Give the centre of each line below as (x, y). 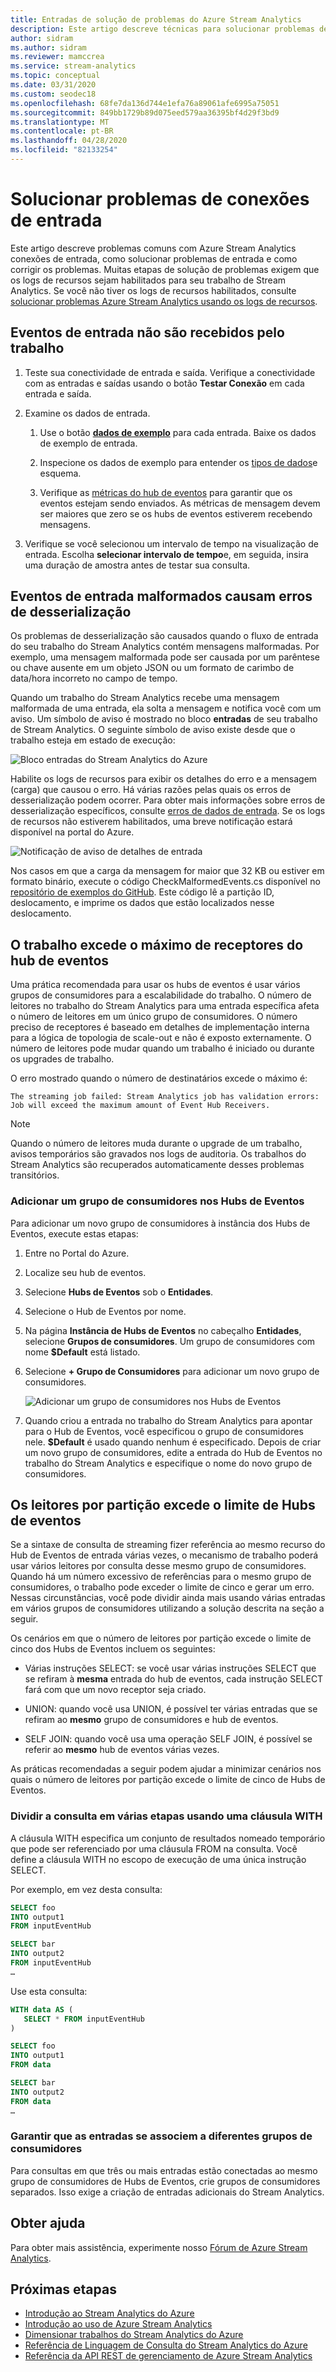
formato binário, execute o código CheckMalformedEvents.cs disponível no (165, 882)
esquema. (60, 473)
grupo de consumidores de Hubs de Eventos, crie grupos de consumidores (165, 2181)
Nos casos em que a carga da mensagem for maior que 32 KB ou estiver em (167, 871)
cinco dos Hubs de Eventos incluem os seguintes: (113, 1649)
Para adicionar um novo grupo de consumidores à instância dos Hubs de (160, 1223)
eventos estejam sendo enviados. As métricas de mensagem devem (180, 503)
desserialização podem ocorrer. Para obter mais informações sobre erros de (168, 800)
